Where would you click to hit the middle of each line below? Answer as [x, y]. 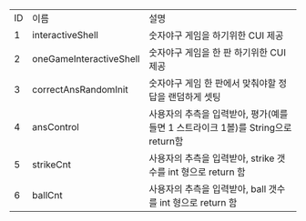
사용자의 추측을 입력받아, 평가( [210, 114]
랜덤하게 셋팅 [194, 97]
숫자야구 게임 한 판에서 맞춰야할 [212, 83]
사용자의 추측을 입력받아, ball [208, 189]
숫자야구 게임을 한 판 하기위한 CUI [218, 52]
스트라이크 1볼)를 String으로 [234, 128]
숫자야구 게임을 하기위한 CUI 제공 [216, 35]
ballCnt [47, 195]
